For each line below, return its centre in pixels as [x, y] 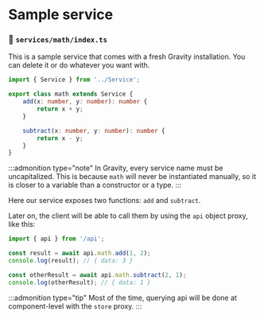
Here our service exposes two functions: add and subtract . [105, 200]
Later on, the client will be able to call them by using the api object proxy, [128, 216]
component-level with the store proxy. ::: [75, 306]
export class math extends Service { [71, 94]
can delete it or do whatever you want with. [79, 65]
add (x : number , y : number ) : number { [85, 102]
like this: [22, 224]
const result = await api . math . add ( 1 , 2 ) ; [80, 253]
